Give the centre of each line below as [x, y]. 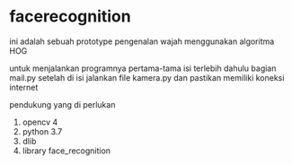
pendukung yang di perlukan [62, 104]
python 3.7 [42, 131]
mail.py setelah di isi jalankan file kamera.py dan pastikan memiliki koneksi [147, 77]
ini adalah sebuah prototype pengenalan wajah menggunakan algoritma [142, 41]
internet [24, 87]
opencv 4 [40, 122]
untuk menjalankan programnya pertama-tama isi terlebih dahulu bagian [143, 68]
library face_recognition [66, 151]
